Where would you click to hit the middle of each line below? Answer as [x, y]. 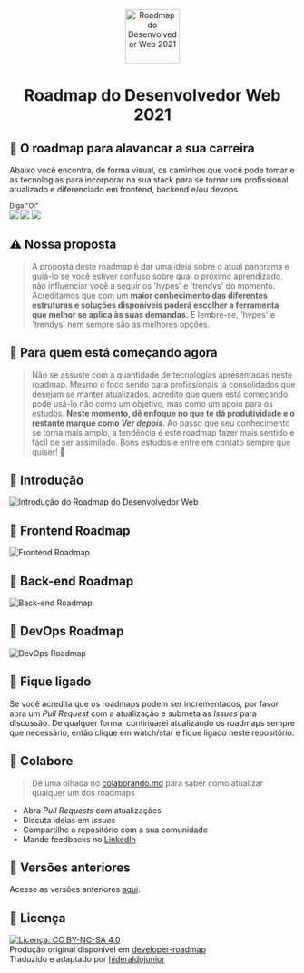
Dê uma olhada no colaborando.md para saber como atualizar [147, 783]
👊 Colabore [41, 761]
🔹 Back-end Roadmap [72, 581]
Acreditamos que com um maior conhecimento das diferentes [149, 295]
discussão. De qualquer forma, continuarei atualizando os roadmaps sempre [152, 722]
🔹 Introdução [47, 481]
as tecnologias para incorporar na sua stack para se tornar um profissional [149, 180]
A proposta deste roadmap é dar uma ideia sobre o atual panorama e [161, 266]
